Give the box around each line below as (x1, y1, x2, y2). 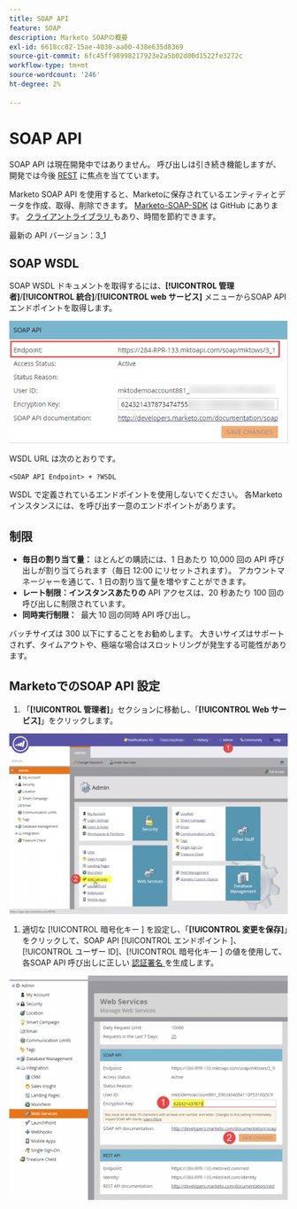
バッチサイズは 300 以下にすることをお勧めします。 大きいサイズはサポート (9, 628, 286, 639)
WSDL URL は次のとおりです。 (9, 453, 121, 464)
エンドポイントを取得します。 (9, 302, 118, 314)
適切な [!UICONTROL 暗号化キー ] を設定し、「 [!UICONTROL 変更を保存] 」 (21, 924, 288, 934)
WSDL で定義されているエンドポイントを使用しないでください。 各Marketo (9, 489, 283, 500)
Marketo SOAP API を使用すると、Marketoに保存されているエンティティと (9, 189, 278, 199)
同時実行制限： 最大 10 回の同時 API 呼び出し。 (21, 610, 196, 620)
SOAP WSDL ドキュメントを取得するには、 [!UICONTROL (9, 280, 217, 292)
